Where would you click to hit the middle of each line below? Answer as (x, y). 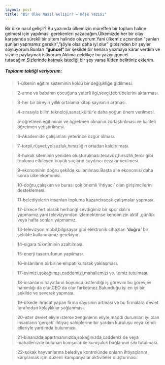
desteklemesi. (31, 190)
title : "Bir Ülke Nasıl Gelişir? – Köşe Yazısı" (56, 14)
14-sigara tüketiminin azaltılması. (50, 244)
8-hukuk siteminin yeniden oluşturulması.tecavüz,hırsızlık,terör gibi (85, 155)
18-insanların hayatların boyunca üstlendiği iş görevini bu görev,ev (84, 283)
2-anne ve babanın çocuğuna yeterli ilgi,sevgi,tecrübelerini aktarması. (88, 93)
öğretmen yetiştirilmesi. (41, 127)
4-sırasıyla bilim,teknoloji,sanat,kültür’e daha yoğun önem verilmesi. (86, 112)
